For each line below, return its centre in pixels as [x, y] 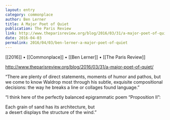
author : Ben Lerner [26, 19]
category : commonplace [29, 15]
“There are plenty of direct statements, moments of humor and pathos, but [83, 77]
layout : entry [20, 10]
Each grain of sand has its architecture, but [50, 107]
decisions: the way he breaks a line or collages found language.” [73, 87]
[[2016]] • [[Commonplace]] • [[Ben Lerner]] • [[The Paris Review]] [75, 57]
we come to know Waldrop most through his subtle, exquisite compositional [84, 82]
